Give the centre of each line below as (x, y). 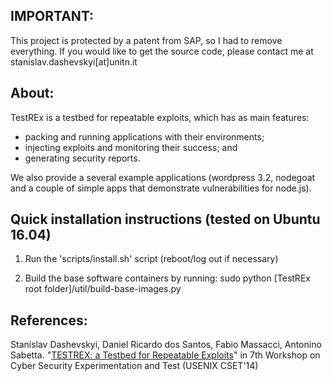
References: (49, 320)
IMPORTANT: (52, 16)
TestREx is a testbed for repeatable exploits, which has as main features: (160, 117)
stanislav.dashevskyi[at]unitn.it (74, 61)
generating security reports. (82, 158)
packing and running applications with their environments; (144, 136)
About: (32, 93)
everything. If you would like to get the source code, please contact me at (162, 51)
